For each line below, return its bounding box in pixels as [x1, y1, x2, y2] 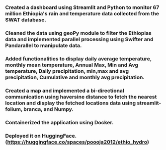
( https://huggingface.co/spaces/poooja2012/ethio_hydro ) [5, 138, 149, 145]
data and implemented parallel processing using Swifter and [5, 36, 154, 43]
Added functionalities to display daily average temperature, [5, 55, 152, 62]
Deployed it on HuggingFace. [5, 132, 77, 139]
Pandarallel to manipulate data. [5, 42, 82, 49]
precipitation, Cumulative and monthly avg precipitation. [5, 74, 145, 81]
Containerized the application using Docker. [5, 119, 114, 126]
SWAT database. [5, 16, 46, 23]
